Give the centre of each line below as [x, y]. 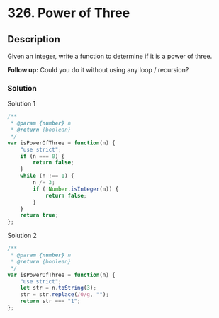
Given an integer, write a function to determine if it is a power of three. [110, 56]
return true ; [39, 215]
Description [34, 39]
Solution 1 [22, 103]
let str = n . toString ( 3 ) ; [58, 288]
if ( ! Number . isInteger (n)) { [76, 189]
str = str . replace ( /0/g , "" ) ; [65, 295]
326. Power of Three [69, 13]
